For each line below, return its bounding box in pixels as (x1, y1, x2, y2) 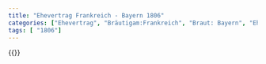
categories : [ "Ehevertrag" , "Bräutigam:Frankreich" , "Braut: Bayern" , (8, 19, 246, 27)
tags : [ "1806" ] (8, 26, 62, 34)
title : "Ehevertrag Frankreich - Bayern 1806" (8, 11, 165, 20)
